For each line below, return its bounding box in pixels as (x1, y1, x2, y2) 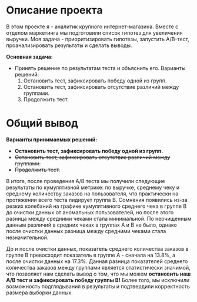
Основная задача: (6, 53, 53, 60)
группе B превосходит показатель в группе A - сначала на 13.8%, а (6, 251, 176, 258)
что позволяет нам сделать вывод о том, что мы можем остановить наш (6, 270, 191, 277)
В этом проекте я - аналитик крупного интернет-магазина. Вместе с (6, 23, 179, 30)
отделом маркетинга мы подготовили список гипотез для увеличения (6, 29, 183, 36)
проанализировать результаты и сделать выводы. (6, 42, 132, 49)
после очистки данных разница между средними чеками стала (6, 227, 166, 234)
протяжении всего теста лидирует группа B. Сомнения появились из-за (6, 196, 188, 203)
